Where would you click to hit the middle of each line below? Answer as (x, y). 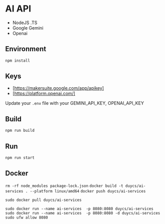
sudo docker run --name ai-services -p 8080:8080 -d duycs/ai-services (83, 213)
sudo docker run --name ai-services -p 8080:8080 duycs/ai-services (79, 208)
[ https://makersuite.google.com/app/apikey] (58, 88)
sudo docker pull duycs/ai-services (43, 200)
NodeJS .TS (25, 23)
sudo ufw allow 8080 (27, 217)
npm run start (20, 158)
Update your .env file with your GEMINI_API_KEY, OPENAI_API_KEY (75, 103)
